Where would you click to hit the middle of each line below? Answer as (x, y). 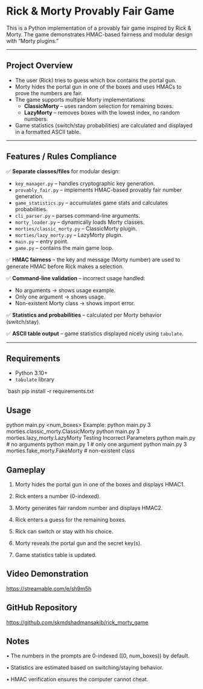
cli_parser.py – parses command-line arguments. (78, 215)
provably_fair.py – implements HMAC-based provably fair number (98, 190)
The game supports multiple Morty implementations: (80, 99)
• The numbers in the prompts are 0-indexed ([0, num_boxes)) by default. (98, 656)
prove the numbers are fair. (49, 93)
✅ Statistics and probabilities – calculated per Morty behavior (84, 315)
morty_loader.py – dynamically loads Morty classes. (80, 222)
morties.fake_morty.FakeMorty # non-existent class (70, 451)
